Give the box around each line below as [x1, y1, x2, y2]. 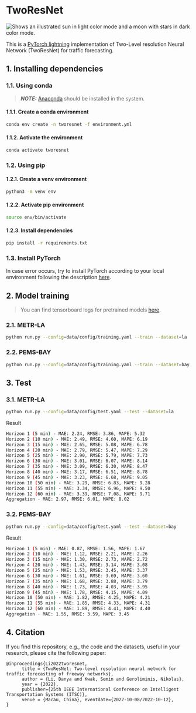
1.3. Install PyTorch [6, 254, 61, 262]
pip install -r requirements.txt [6, 240, 88, 246]
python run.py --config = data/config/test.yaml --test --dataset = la [6, 409, 174, 415]
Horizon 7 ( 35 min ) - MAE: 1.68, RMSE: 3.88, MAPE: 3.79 [6, 578, 148, 584]
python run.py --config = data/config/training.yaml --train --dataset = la [6, 334, 187, 340]
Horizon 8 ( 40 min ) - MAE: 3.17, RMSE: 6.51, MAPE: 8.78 [6, 469, 148, 475]
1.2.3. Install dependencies [6, 227, 73, 234]
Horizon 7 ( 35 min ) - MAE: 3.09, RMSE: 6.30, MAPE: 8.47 [6, 464, 148, 470]
